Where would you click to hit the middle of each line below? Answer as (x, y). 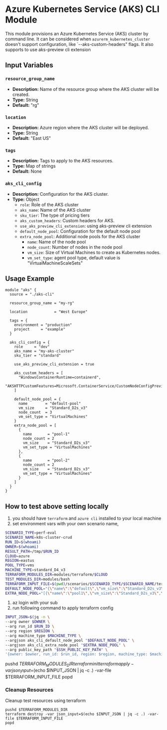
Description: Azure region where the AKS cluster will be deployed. (81, 127)
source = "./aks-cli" (32, 295)
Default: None (27, 171)
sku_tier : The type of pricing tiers (55, 215)
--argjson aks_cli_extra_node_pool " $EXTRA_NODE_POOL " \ (65, 645)
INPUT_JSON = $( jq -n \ (28, 617)
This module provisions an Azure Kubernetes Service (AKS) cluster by (77, 33)
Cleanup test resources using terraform (45, 701)
